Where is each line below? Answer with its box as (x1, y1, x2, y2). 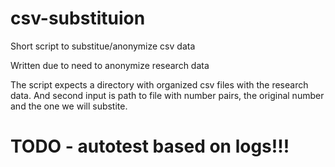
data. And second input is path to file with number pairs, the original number (10, 89, 325, 101)
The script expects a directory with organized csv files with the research (10, 78, 309, 91)
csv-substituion (10, 7, 146, 30)
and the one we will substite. (10, 100, 128, 112)
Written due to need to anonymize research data (10, 59, 210, 71)
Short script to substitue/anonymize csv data (10, 40, 196, 52)
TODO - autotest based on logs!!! (10, 135, 290, 158)
